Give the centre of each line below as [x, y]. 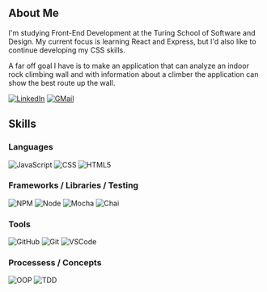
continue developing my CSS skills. [67, 50]
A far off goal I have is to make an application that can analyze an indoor [129, 66]
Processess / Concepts [55, 263]
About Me [34, 13]
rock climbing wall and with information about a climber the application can [133, 74]
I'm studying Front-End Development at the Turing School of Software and [132, 32]
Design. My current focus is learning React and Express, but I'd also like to [132, 41]
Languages [31, 147]
